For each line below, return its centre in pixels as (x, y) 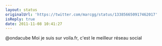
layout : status (21, 10)
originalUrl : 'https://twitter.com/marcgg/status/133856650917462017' (82, 14)
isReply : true (20, 19)
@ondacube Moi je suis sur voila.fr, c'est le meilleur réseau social (74, 38)
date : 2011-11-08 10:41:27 (34, 24)
